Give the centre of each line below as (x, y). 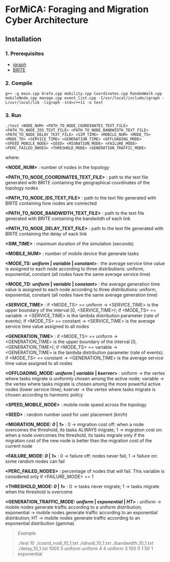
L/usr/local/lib (22, 103)
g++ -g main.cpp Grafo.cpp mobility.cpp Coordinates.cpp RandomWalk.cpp (84, 94)
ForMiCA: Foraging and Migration (77, 9)
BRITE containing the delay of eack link (46, 234)
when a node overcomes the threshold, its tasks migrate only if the (75, 435)
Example (27, 533)
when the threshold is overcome (39, 492)
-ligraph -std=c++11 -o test (72, 103)
